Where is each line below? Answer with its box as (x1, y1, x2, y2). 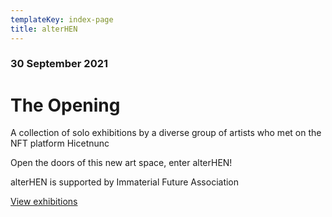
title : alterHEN (10, 24, 78, 34)
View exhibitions (10, 196, 78, 208)
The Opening (10, 94, 121, 116)
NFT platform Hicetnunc (10, 137, 110, 150)
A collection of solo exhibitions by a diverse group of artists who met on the (10, 127, 322, 139)
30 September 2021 (10, 57, 109, 71)
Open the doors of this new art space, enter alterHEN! (10, 157, 233, 169)
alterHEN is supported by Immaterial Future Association (10, 176, 240, 188)
